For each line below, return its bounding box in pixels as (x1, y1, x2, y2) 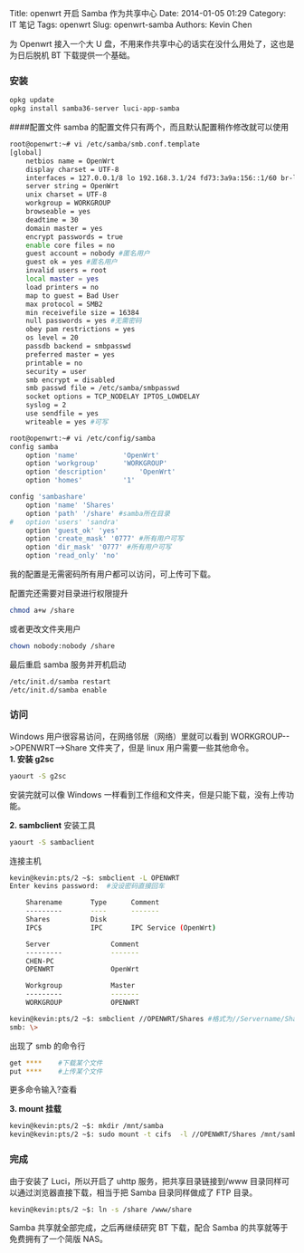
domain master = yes (25, 224, 103, 233)
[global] (9, 148, 43, 157)
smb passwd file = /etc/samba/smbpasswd (25, 384, 180, 393)
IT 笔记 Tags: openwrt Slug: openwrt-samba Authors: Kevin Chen (9, 19, 252, 30)
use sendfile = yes (25, 409, 100, 418)
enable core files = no (25, 241, 116, 250)
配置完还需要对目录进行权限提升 (9, 588, 128, 599)
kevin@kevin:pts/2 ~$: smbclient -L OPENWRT (9, 873, 180, 883)
